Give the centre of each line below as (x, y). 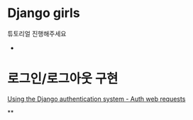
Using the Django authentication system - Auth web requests (96, 99)
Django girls (44, 13)
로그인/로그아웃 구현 (63, 79)
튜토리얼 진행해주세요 (37, 33)
